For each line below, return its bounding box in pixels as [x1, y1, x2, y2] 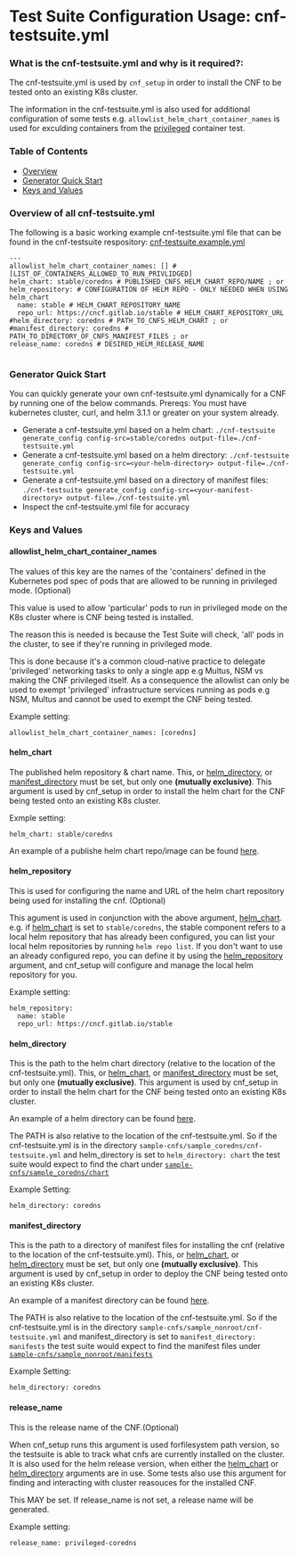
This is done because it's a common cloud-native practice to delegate [9, 656, 266, 666]
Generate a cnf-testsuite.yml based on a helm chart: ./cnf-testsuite [21, 425, 276, 435]
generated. [9, 1503, 50, 1514]
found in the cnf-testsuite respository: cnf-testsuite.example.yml [9, 236, 246, 247]
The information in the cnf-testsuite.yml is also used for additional [9, 104, 251, 115]
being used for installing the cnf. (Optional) [9, 895, 166, 906]
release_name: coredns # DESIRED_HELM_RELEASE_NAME [9, 340, 205, 349]
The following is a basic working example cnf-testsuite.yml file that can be [9, 228, 282, 238]
